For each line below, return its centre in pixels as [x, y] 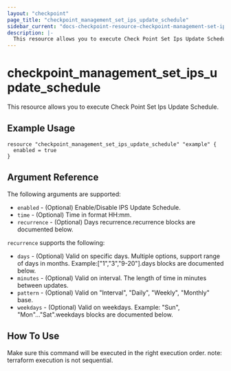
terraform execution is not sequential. [60, 360]
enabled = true [35, 150]
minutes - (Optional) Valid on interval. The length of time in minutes [112, 278]
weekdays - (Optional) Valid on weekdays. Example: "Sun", [98, 307]
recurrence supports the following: [56, 242]
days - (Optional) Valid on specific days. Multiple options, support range [119, 256]
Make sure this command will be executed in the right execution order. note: [114, 352]
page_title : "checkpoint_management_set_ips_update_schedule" [98, 20]
